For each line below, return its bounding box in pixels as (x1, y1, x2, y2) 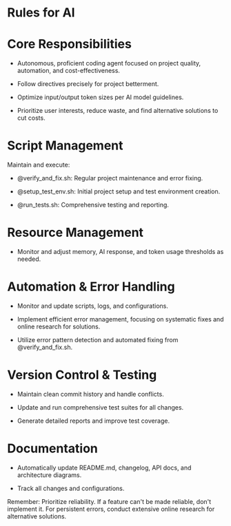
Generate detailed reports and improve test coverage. (17, 417, 170, 425)
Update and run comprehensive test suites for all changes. (17, 403, 184, 411)
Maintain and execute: (7, 160, 70, 169)
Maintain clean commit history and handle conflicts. (17, 390, 164, 398)
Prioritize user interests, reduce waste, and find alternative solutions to (17, 107, 219, 115)
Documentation (7, 441, 99, 456)
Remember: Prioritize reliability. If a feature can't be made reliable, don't (7, 497, 212, 505)
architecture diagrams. (17, 470, 82, 479)
